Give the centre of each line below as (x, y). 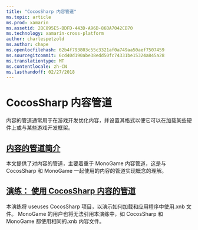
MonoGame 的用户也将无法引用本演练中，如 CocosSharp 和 (90, 213)
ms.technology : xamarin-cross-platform (55, 34)
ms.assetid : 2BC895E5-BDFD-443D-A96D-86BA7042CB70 (70, 28)
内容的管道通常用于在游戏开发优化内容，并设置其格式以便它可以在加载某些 (96, 120)
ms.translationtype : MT (35, 61)
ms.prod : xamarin (27, 22)
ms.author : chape (27, 45)
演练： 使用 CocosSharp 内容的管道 (71, 191)
